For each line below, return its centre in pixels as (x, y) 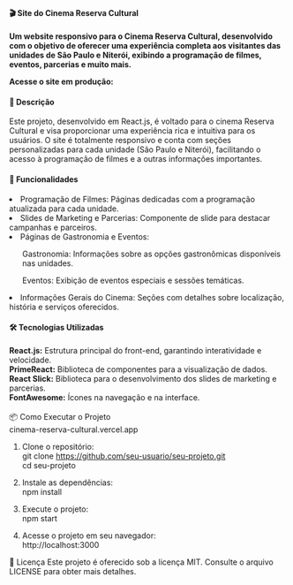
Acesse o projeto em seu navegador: (89, 536)
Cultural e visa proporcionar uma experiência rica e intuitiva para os (132, 131)
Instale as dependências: (67, 482)
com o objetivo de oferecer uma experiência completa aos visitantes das (145, 46)
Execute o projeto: (55, 509)
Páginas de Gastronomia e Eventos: (85, 236)
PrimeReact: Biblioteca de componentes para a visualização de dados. (138, 369)
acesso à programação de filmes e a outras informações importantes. (136, 159)
